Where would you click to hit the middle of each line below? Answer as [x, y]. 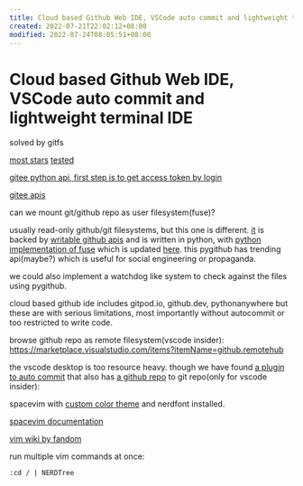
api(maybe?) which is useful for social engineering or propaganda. [133, 259]
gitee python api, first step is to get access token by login [116, 178]
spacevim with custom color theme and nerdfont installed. [117, 404]
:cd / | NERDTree [42, 473]
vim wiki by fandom [46, 439]
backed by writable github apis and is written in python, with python [135, 239]
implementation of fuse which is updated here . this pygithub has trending [145, 249]
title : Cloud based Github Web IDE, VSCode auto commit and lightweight [149, 18]
